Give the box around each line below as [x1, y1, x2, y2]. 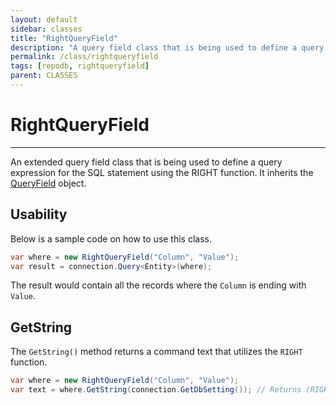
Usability [10, 206, 68, 223]
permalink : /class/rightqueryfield [10, 52, 159, 62]
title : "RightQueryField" [10, 33, 118, 43]
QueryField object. [10, 177, 87, 189]
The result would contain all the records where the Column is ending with [10, 279, 307, 291]
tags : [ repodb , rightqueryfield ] [10, 61, 150, 71]
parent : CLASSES [10, 71, 78, 81]
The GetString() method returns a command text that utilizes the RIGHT [10, 346, 303, 358]
